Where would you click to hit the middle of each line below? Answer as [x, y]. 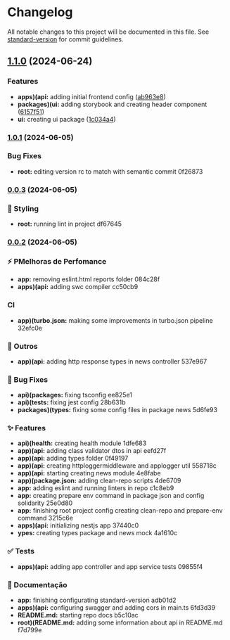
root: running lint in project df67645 [69, 224]
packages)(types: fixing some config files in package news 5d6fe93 [117, 410]
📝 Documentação [38, 584]
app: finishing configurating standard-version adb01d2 [97, 600]
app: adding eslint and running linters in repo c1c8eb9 [96, 488]
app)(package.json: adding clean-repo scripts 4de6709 [99, 481]
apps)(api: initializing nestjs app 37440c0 [78, 525]
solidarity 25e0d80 [45, 503]
